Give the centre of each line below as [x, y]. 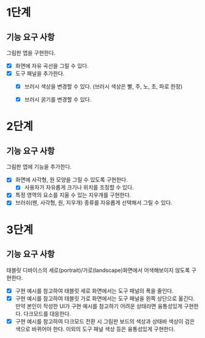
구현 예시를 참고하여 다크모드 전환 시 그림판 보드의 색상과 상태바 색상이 [99, 321]
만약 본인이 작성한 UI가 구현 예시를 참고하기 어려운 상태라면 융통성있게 [99, 306]
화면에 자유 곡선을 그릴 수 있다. [52, 66]
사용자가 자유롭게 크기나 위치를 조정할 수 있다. [79, 188]
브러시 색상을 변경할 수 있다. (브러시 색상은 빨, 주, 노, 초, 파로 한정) [103, 87]
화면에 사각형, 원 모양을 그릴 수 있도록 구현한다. [72, 180]
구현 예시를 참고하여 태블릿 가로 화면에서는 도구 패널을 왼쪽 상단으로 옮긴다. [105, 298]
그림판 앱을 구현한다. [31, 53]
